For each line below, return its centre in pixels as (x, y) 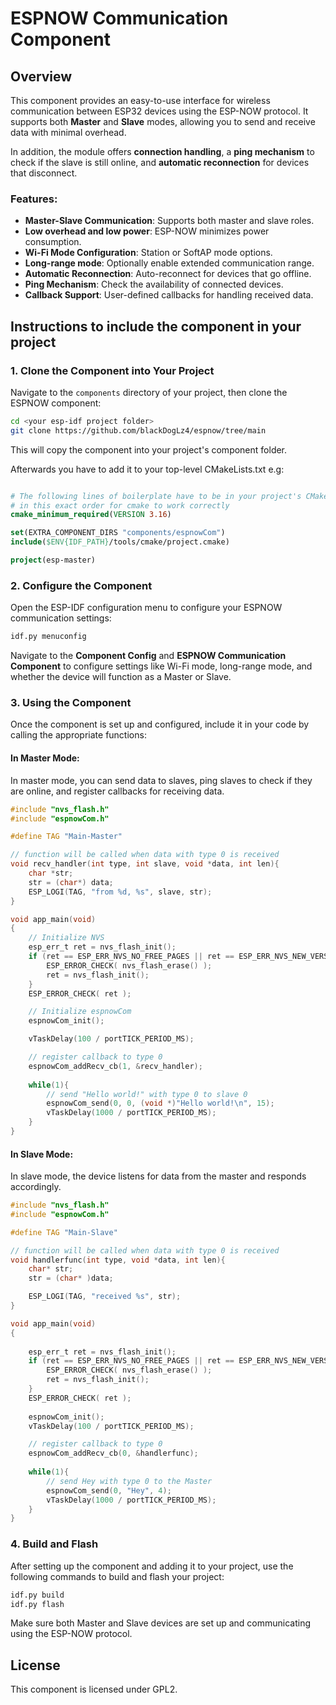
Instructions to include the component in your (156, 326)
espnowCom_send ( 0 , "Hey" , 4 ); (109, 1490)
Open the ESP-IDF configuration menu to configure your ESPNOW (146, 608)
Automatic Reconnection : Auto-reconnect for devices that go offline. (168, 274)
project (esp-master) (53, 560)
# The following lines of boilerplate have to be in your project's (156, 496)
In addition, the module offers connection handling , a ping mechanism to (162, 151)
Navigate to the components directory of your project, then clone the (149, 392)
